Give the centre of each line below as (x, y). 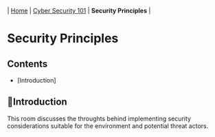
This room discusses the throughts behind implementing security (99, 118)
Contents (27, 64)
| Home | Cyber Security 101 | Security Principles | (79, 11)
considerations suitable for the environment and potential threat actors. (108, 126)
